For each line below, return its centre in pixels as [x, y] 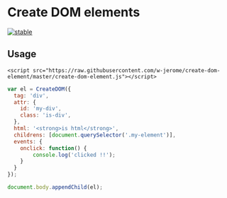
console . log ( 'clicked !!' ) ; [74, 155]
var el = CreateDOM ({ [39, 89]
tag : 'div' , [32, 95]
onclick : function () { [54, 148]
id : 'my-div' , [41, 109]
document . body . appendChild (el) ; [55, 187]
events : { [28, 141]
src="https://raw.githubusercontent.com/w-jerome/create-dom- [127, 70]
